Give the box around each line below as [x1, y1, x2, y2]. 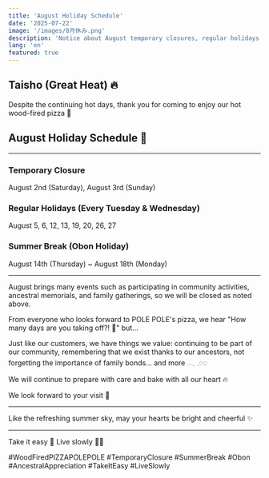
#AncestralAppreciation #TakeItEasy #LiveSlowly [8, 460, 171, 470]
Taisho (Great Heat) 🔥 [8, 78, 118, 92]
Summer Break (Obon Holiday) [8, 241, 130, 252]
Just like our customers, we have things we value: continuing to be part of [8, 338, 252, 348]
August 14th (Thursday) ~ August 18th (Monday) [8, 259, 168, 269]
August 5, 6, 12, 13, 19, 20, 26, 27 [8, 221, 117, 230]
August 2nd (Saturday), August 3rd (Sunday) [8, 182, 156, 192]
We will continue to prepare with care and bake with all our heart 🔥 [8, 374, 228, 384]
